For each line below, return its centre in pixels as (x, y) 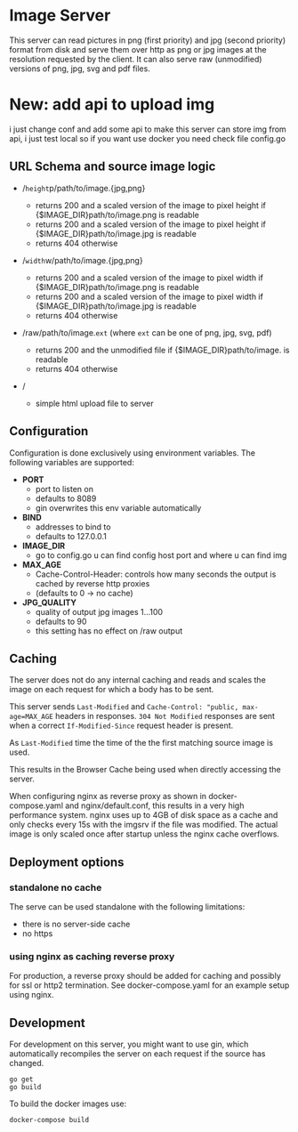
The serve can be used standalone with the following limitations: (127, 907)
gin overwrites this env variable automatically (118, 507)
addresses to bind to (73, 527)
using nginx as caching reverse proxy (92, 956)
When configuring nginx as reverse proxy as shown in (108, 796)
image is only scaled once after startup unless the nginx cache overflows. (145, 834)
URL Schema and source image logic (113, 167)
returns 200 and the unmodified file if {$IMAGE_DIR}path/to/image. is (162, 350)
